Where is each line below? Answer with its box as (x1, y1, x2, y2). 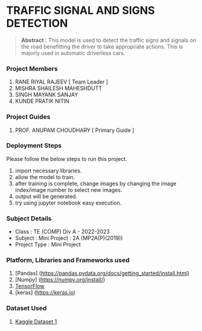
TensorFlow (14, 283, 45, 290)
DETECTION (6, 16, 68, 30)
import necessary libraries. (14, 167, 82, 174)
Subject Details (6, 214, 52, 223)
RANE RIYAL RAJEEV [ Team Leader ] (14, 78, 109, 85)
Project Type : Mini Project (14, 241, 81, 248)
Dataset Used (6, 304, 47, 312)
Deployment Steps (6, 142, 62, 150)
